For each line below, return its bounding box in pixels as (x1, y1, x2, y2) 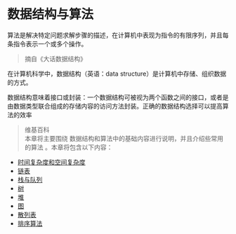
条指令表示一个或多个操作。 (7, 39, 88, 48)
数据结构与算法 (7, 6, 94, 22)
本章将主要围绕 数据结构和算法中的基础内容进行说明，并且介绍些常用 (24, 134, 223, 142)
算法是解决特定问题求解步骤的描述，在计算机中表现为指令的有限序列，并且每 (7, 31, 229, 39)
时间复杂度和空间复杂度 (17, 158, 86, 166)
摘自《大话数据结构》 (24, 54, 86, 63)
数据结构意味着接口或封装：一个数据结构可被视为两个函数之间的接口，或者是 (7, 92, 229, 102)
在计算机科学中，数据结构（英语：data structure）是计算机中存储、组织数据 (7, 69, 227, 78)
